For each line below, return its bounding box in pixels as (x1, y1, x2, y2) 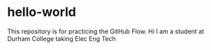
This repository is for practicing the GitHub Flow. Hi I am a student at (7, 27, 205, 35)
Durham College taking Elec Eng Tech (7, 34, 117, 42)
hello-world (7, 4, 77, 20)
